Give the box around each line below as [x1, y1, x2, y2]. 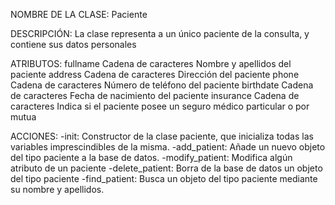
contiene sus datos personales [10, 39, 137, 50]
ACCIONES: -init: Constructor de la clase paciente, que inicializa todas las [10, 130, 314, 142]
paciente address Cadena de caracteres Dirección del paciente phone [10, 69, 300, 80]
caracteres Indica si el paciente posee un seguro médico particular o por [10, 100, 310, 112]
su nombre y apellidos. [10, 184, 105, 195]
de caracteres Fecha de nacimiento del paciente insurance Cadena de [10, 90, 300, 101]
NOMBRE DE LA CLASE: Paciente [10, 9, 148, 20]
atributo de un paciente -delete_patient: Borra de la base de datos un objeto [10, 162, 323, 174]
